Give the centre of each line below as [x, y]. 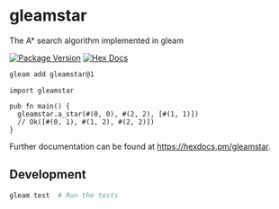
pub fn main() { [40, 106]
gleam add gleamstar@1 [52, 74]
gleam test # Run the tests [64, 195]
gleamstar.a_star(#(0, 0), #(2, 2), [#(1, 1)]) [108, 114]
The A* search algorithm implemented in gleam [97, 40]
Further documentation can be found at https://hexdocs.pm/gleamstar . [140, 146]
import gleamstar [42, 91]
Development [48, 174]
